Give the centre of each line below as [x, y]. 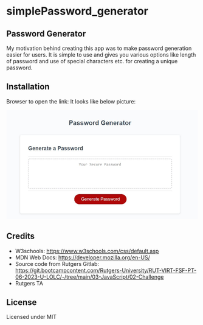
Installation [28, 87]
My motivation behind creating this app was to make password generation [99, 48]
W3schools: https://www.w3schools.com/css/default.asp [87, 251]
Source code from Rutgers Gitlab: [57, 264]
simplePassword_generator [77, 11]
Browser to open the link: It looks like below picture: [71, 101]
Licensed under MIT [31, 317]
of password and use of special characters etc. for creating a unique [92, 61]
